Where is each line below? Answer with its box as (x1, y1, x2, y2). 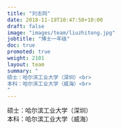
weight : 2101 (7, 55, 45, 62)
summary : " (7, 67, 39, 74)
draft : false (7, 23, 45, 30)
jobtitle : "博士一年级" (7, 36, 70, 43)
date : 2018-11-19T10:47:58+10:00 (7, 16, 103, 23)
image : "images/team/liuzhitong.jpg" (7, 29, 116, 36)
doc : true (7, 42, 36, 49)
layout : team (7, 61, 45, 68)
